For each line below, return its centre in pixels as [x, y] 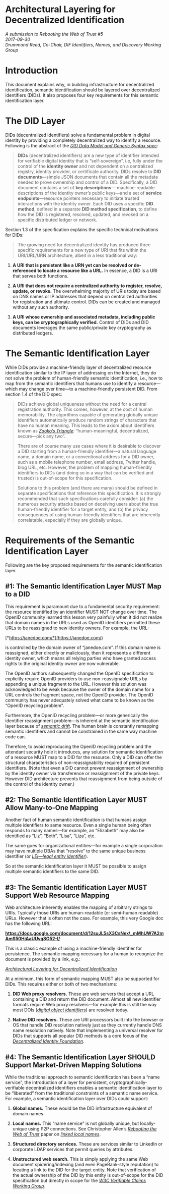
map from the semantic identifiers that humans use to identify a [71, 383]
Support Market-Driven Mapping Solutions [73, 1065]
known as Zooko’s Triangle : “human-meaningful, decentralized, [83, 430]
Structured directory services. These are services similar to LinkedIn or [88, 1144]
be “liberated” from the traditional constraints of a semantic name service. [82, 1093]
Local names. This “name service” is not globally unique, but [76, 1123]
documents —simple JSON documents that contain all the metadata [88, 177]
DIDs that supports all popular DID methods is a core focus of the [80, 1036]
